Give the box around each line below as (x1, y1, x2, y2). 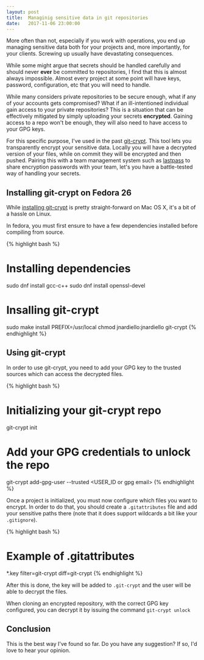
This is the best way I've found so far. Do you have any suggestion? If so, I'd (6, 640, 198, 647)
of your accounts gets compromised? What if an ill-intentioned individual (6, 100, 189, 107)
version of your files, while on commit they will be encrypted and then (6, 150, 181, 158)
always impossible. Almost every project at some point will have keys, (6, 74, 181, 82)
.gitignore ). (6, 516, 38, 523)
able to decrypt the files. (6, 587, 68, 595)
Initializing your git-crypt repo (6, 404, 161, 418)
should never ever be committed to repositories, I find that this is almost (6, 68, 187, 76)
